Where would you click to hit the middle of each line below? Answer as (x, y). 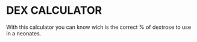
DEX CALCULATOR (54, 10)
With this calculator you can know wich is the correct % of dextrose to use (99, 27)
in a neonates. (24, 33)
